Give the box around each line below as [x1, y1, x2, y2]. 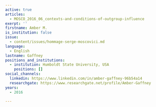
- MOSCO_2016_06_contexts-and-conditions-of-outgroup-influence [9, 16, 145, 21]
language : [5, 44, 26, 49]
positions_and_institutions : [5, 58, 65, 63]
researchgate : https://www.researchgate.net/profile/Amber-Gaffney [9, 80, 152, 85]
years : [5, 85, 19, 90]
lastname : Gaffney [5, 53, 43, 58]
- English [9, 48, 30, 53]
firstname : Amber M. [5, 26, 48, 31]
